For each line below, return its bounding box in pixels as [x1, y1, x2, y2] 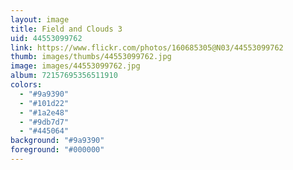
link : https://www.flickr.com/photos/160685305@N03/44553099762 [10, 42, 284, 53]
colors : [10, 80, 43, 90]
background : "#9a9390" [10, 136, 105, 146]
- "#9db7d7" [19, 117, 70, 127]
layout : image [10, 14, 70, 25]
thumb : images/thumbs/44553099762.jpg [10, 52, 172, 62]
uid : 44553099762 [10, 33, 83, 43]
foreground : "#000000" [10, 145, 105, 155]
